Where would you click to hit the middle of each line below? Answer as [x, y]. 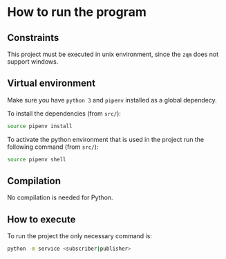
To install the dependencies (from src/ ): [64, 113]
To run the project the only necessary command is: [79, 236]
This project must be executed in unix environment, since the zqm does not [113, 54]
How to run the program [77, 12]
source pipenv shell [37, 159]
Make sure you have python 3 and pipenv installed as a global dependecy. [112, 100]
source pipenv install [40, 126]
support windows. [33, 62]
